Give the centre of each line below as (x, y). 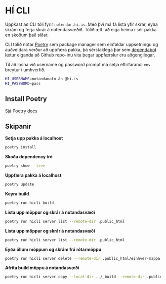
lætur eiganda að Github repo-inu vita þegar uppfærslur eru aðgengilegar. (80, 55)
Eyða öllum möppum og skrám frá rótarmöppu (53, 249)
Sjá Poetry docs (21, 111)
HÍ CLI (18, 11)
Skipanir (18, 126)
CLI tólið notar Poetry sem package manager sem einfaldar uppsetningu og (82, 44)
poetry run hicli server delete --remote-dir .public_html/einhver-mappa (83, 258)
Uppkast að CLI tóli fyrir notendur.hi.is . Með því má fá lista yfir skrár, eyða (82, 24)
